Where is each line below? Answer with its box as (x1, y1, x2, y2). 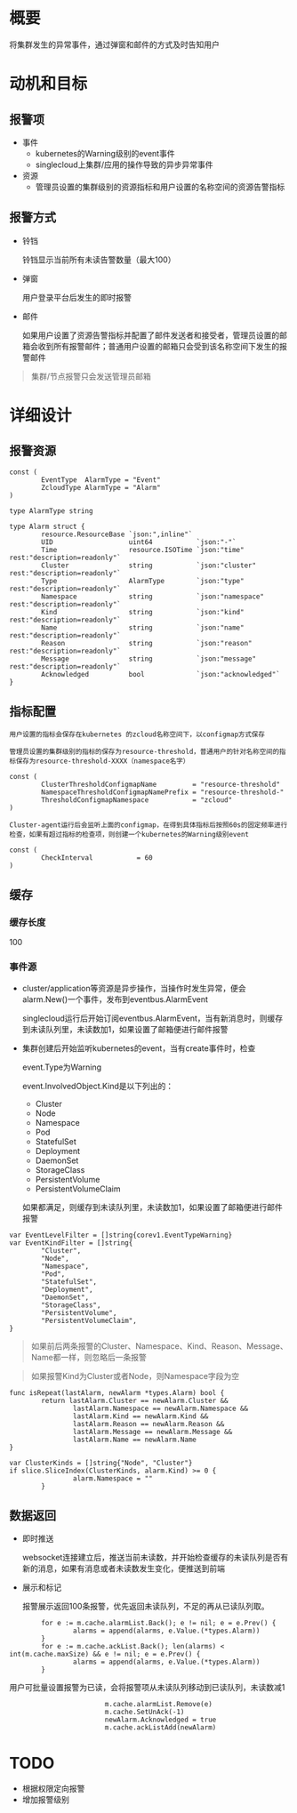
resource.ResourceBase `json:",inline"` (41, 530, 193, 539)
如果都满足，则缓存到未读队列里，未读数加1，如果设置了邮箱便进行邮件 (21, 1201, 283, 1212)
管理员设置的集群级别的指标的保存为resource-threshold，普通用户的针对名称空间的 (9, 747, 280, 756)
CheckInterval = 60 (41, 853, 153, 862)
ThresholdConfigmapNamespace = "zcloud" (41, 795, 233, 805)
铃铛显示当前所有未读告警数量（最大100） (21, 254, 176, 265)
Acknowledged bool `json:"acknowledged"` (41, 670, 280, 678)
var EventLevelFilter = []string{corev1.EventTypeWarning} (9, 1231, 233, 1239)
